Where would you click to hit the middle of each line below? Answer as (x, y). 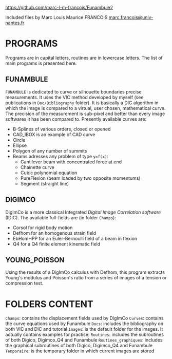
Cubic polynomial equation (49, 173)
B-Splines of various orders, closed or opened (62, 129)
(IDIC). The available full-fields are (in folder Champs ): (61, 217)
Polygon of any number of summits (50, 150)
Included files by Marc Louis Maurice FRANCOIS (56, 17)
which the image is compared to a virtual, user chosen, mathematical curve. (85, 108)
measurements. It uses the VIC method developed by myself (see (74, 97)
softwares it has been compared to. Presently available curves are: (76, 119)
